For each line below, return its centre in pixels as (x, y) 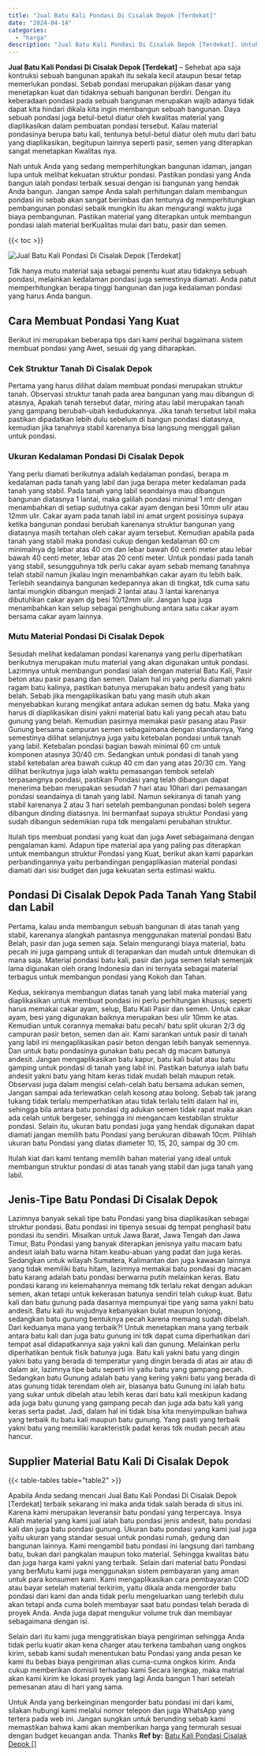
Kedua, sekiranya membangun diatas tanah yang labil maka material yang (128, 992)
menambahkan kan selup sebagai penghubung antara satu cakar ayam (123, 607)
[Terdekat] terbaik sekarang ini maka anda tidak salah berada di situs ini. (126, 1504)
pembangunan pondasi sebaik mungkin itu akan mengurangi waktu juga (125, 208)
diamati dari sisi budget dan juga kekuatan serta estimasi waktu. (112, 870)
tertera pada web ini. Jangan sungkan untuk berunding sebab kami (117, 1719)
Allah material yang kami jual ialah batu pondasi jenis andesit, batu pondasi (130, 1521)
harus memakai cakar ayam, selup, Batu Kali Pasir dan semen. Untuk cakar (129, 1009)
